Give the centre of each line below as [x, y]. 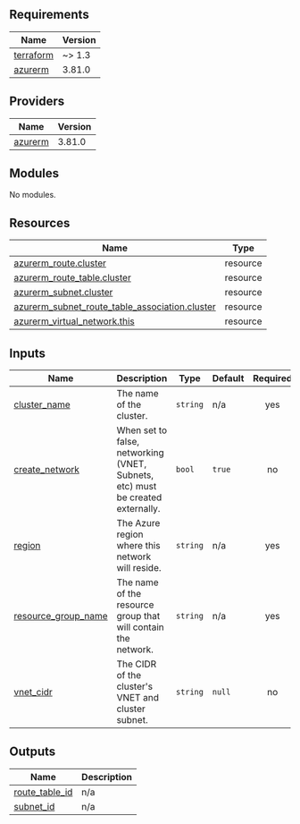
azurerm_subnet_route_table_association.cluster [115, 307]
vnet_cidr [33, 692]
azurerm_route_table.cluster [72, 278]
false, [128, 442]
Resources [40, 223]
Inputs [28, 353]
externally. [138, 509]
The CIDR [137, 664]
